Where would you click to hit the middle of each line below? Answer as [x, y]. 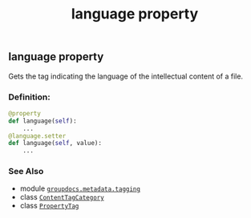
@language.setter [37, 136]
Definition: [29, 97]
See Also [26, 172]
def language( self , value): [55, 143]
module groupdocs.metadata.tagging [80, 188]
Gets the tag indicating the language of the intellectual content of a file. [125, 76]
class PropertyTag [49, 206]
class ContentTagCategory [62, 197]
